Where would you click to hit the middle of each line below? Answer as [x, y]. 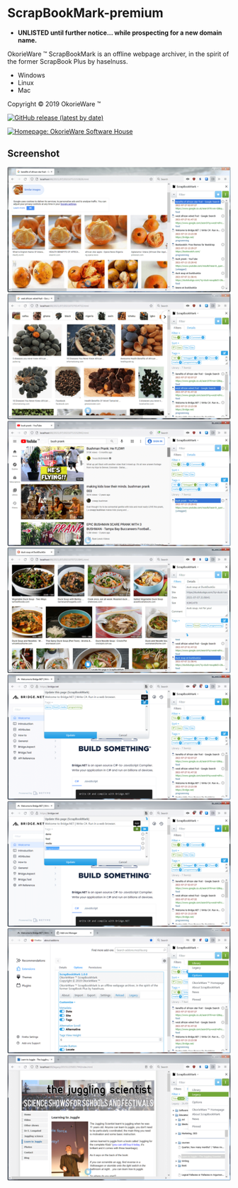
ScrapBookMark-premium [85, 13]
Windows [31, 75]
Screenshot [34, 154]
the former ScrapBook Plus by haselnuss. [68, 61]
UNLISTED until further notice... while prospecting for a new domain [120, 33]
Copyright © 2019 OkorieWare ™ [54, 103]
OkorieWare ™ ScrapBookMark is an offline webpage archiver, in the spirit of [118, 54]
